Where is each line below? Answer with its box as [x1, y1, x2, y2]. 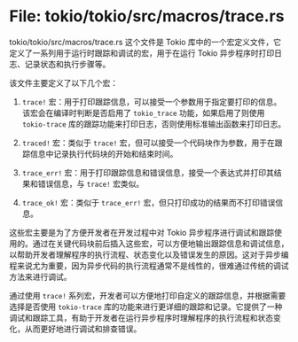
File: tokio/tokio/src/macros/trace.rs [9, 6, 285, 27]
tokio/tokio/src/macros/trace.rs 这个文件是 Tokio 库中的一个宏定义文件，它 [9, 36, 282, 47]
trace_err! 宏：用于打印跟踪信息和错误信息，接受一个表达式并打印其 [21, 167, 275, 178]
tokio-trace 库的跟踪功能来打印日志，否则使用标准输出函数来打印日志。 [21, 118, 286, 129]
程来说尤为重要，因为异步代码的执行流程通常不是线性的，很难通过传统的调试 [9, 260, 289, 271]
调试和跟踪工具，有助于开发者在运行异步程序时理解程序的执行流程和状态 [9, 312, 273, 323]
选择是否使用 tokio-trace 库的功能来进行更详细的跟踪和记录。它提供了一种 [9, 301, 283, 312]
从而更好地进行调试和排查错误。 [24, 323, 142, 334]
